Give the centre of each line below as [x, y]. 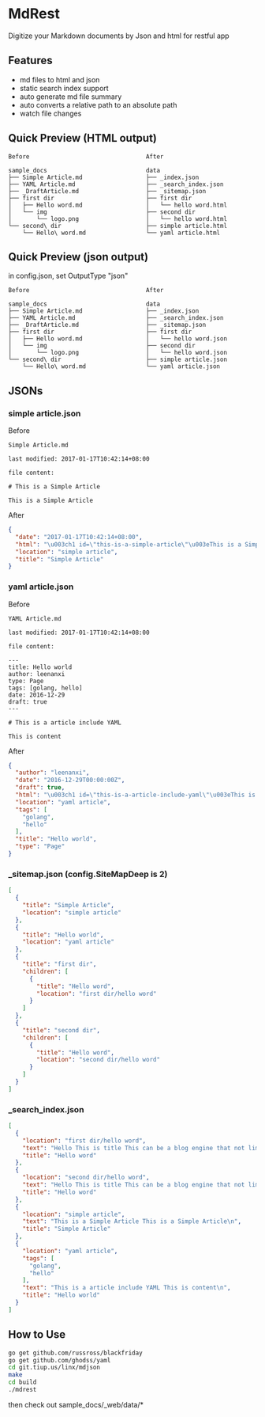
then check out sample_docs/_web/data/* [76, 1404]
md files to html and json [60, 79]
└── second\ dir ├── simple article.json [118, 360]
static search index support [64, 88]
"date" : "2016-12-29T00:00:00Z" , [70, 781]
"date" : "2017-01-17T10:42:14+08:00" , [79, 537]
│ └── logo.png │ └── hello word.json [118, 353]
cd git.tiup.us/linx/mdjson [54, 1368]
